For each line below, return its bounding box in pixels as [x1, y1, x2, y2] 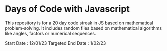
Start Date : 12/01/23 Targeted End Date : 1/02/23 [5, 40, 106, 46]
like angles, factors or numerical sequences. [5, 30, 96, 36]
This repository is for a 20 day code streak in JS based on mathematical [5, 20, 153, 26]
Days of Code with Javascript [5, 3, 130, 15]
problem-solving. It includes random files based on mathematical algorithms [5, 25, 162, 31]
